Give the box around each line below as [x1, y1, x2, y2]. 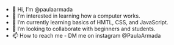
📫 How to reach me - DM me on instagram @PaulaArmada [12, 32, 161, 39]
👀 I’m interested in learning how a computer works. [12, 12, 140, 19]
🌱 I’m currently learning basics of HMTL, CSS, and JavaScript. [12, 19, 169, 26]
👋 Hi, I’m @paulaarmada [12, 6, 73, 13]
